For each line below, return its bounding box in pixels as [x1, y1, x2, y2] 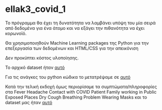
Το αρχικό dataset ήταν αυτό [5, 64, 65, 70]
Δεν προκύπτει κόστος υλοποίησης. [5, 55, 79, 60]
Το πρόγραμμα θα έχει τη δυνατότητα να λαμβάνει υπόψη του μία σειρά [5, 20, 156, 26]
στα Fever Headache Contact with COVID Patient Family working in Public [5, 89, 157, 95]
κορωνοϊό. [5, 30, 27, 36]
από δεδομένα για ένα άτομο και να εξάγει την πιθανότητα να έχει [5, 25, 145, 31]
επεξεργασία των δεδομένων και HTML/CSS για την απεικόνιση [5, 45, 139, 51]
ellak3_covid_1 [5, 3, 66, 15]
